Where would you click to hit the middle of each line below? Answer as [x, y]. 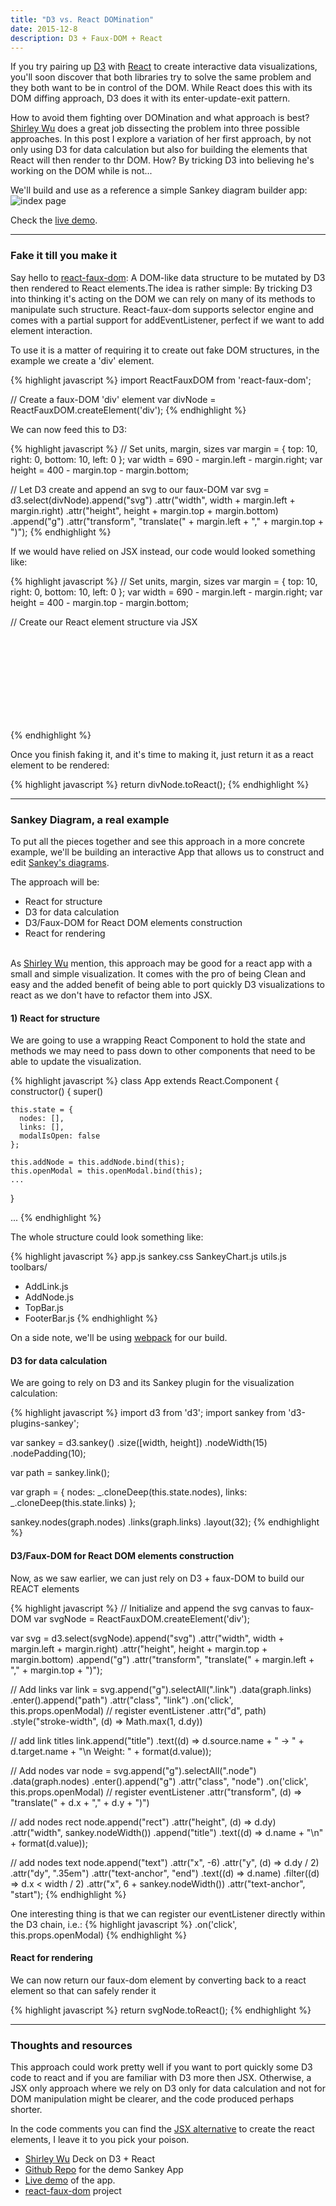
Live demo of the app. [70, 2180]
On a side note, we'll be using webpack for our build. [119, 1338]
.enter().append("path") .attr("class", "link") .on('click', [122, 1700]
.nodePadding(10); [48, 1453]
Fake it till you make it [64, 256]
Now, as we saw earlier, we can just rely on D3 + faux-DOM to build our [157, 1578]
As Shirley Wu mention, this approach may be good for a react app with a [161, 963]
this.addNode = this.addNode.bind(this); [98, 1162]
